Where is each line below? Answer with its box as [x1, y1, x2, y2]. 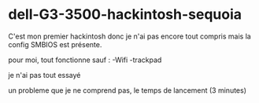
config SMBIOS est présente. [8, 39, 102, 49]
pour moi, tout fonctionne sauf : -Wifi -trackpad [8, 55, 162, 64]
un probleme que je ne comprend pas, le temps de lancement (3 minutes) [8, 85, 246, 95]
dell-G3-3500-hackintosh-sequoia [8, 6, 242, 24]
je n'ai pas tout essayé [8, 70, 81, 79]
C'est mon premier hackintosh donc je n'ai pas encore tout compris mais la [8, 31, 252, 41]
